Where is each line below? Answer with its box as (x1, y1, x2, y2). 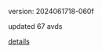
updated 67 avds (8, 22, 63, 30)
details (8, 37, 30, 46)
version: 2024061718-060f (8, 7, 94, 16)
